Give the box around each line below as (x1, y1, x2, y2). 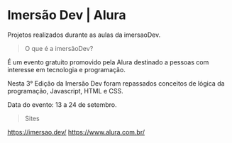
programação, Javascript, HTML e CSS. (7, 86, 124, 95)
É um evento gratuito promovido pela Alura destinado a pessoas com (7, 57, 209, 67)
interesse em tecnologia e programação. (7, 65, 126, 74)
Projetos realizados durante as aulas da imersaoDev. (7, 30, 161, 39)
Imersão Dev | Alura (7, 7, 126, 23)
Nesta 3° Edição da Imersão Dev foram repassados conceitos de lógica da (7, 79, 225, 88)
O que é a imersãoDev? (24, 44, 94, 52)
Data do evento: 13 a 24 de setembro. (7, 100, 117, 109)
